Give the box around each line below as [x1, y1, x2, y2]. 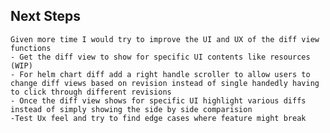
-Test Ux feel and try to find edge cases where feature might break [10, 113, 307, 123]
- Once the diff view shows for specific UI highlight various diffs [10, 95, 307, 106]
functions [10, 43, 52, 53]
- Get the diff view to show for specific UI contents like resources [10, 52, 311, 62]
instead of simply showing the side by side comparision [10, 104, 253, 114]
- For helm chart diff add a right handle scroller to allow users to [10, 69, 311, 79]
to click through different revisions [10, 87, 172, 97]
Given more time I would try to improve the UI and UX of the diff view [10, 34, 320, 44]
